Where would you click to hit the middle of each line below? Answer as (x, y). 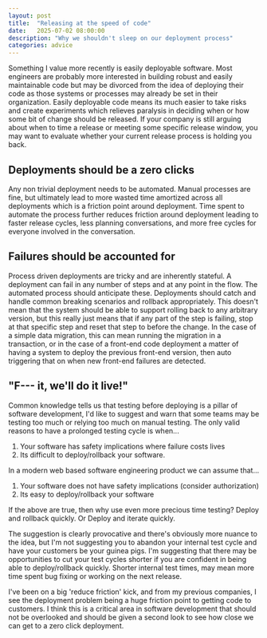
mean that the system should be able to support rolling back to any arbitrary (133, 309)
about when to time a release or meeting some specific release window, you (133, 128)
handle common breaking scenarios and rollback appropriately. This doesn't (133, 301)
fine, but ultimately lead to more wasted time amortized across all (116, 197)
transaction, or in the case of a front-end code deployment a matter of (124, 344)
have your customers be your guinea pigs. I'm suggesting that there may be (133, 550)
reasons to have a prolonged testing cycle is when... (94, 431)
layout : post (30, 16)
